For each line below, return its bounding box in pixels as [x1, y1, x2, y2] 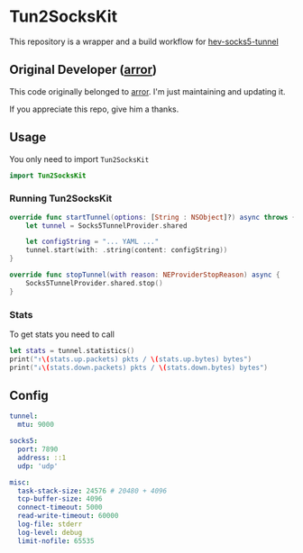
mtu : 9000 [17, 421, 54, 430]
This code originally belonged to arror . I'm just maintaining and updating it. [9, 86, 286, 96]
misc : [9, 477, 30, 487]
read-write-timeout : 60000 [17, 512, 119, 521]
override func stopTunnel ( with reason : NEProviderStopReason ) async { [9, 270, 280, 280]
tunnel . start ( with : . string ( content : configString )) [25, 246, 228, 255]
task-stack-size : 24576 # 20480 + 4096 [17, 486, 168, 495]
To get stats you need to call [9, 329, 115, 340]
